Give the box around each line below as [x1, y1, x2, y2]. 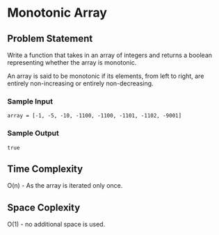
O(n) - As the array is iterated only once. [7, 181, 123, 190]
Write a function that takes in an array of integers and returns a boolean [7, 51, 213, 59]
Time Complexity [7, 163, 83, 175]
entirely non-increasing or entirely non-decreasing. [7, 79, 154, 88]
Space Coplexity [7, 202, 81, 213]
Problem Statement [7, 33, 93, 44]
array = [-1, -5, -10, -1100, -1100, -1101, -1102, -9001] [7, 113, 182, 120]
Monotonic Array [7, 5, 108, 21]
